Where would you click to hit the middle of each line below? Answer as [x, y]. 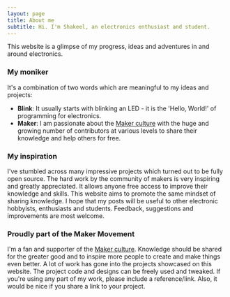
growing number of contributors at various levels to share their [107, 131]
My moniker [28, 72]
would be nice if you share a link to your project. [76, 287]
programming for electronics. [59, 115]
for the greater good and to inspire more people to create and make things [114, 256]
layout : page [26, 14]
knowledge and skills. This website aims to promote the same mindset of [112, 194]
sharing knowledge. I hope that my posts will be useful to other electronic [113, 201]
